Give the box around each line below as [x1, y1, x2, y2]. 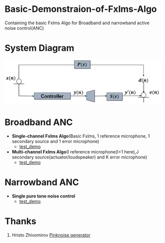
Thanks [4, 216, 37, 227]
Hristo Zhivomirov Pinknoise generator [11, 232, 91, 238]
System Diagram [4, 43, 75, 54]
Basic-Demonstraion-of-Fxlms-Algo [4, 3, 157, 15]
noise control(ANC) [4, 25, 44, 31]
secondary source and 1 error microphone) [11, 139, 100, 145]
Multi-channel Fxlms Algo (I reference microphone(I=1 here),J [11, 149, 139, 155]
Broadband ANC [4, 117, 73, 128]
